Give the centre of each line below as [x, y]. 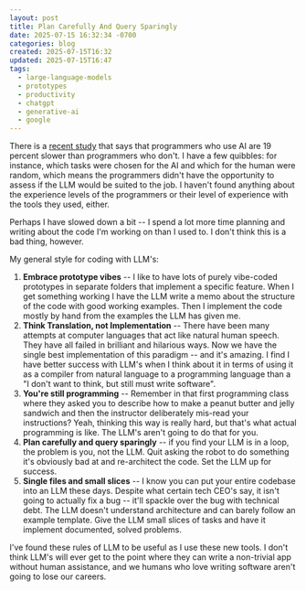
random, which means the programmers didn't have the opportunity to [142, 176]
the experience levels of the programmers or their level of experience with [149, 195]
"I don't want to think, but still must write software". [119, 384]
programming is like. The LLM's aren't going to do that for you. [140, 433]
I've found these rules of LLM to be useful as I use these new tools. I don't [149, 548]
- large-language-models [65, 78]
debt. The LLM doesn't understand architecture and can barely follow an [159, 510]
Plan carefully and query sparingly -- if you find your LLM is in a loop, [156, 442]
